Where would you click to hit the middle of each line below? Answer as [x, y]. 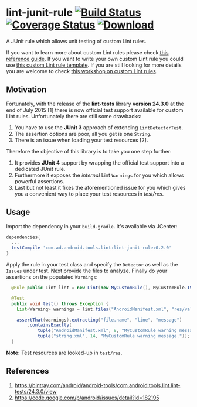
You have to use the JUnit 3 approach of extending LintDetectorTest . [99, 127]
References [28, 371]
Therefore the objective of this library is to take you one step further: [89, 151]
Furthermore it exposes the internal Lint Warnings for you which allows [99, 175]
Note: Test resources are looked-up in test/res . [64, 353]
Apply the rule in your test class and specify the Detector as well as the [92, 265]
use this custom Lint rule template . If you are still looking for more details [94, 65]
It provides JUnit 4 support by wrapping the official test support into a [99, 163]
